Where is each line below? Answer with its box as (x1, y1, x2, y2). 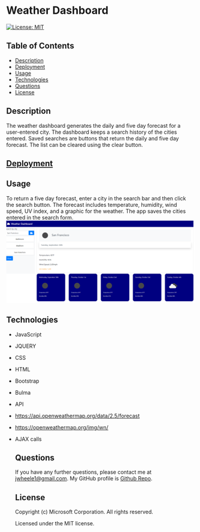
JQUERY (14, 342, 37, 350)
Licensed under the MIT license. (14, 520, 95, 527)
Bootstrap (14, 377, 40, 384)
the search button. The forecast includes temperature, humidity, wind (6, 201, 178, 208)
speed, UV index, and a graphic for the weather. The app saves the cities (6, 208, 186, 215)
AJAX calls (14, 435, 42, 443)
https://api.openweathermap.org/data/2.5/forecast (14, 412, 140, 419)
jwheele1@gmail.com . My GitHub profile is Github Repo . (14, 475, 153, 482)
